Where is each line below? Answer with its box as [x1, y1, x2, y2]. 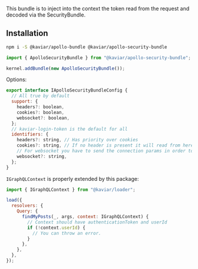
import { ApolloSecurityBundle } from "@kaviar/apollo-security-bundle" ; [6, 54, 192, 61]
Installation [6, 28, 48, 38]
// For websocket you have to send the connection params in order [16, 148, 186, 154]
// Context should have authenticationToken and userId [27, 219, 167, 225]
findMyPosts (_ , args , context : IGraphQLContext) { [21, 214, 149, 220]
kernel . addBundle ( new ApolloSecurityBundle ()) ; [6, 65, 126, 72]
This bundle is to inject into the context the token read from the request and [6, 5, 190, 12]
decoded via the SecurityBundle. [6, 11, 86, 18]
